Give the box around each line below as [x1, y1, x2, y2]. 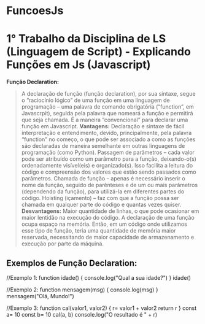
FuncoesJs [6, 4, 64, 18]
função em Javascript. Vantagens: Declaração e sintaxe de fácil [21, 123, 185, 130]
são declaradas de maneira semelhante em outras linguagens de [21, 142, 185, 150]
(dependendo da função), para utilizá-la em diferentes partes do [21, 188, 185, 195]
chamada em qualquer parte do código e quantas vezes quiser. [21, 201, 182, 209]
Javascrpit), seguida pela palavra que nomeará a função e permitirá [21, 110, 193, 117]
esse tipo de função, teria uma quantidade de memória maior [21, 227, 176, 234]
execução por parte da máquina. [21, 240, 104, 247]
